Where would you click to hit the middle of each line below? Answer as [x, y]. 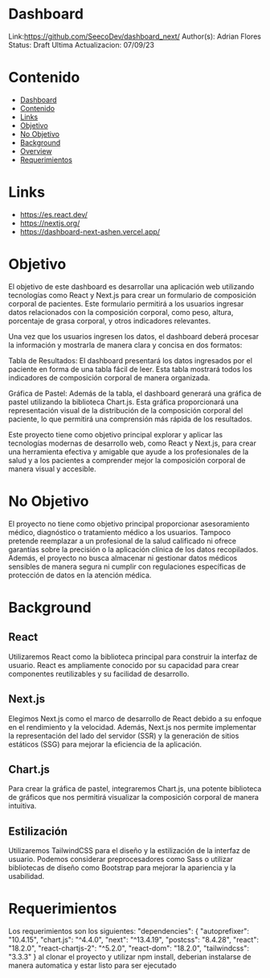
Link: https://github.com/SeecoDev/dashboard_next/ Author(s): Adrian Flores [135, 36]
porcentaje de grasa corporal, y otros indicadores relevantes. [110, 321]
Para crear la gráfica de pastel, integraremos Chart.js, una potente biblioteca [135, 789]
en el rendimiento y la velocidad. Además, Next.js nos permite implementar [133, 727]
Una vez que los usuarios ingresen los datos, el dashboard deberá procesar [134, 336]
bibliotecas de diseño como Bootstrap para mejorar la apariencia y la [122, 868]
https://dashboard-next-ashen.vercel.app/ [90, 231]
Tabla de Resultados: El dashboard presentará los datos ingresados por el [131, 360]
